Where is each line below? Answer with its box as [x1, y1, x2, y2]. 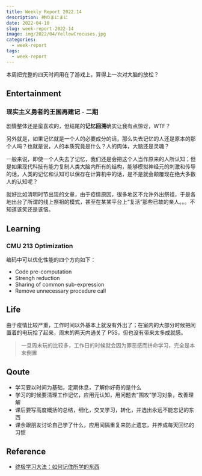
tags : [6, 48, 20, 54]
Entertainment [6, 88, 61, 99]
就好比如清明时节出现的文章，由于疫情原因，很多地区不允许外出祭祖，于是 [6, 191, 191, 198]
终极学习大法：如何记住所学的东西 [14, 463, 100, 471]
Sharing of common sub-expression [14, 281, 105, 288]
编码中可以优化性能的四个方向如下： [6, 256, 96, 263]
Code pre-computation [14, 268, 72, 275]
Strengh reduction [14, 275, 60, 281]
